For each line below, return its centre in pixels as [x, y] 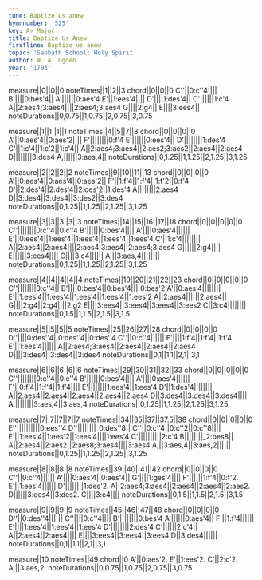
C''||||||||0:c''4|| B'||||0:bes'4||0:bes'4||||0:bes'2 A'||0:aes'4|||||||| [115, 288]
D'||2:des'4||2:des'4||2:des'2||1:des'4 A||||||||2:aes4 [94, 189]
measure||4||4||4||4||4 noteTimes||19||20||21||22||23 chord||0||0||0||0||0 [128, 280]
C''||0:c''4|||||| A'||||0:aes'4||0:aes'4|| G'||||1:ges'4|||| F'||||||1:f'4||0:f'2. [123, 477]
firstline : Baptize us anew [55, 46]
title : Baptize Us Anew [48, 38]
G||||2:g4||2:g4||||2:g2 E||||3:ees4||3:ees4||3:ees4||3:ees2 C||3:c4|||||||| [127, 305]
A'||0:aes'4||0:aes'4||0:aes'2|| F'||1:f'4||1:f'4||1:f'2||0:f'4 [99, 181]
